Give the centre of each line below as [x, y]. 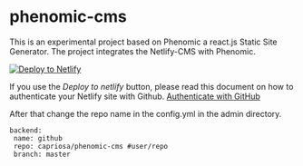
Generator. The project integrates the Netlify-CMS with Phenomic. [132, 51]
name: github [38, 138]
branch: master [42, 154]
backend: [26, 130]
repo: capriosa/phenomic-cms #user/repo [91, 146]
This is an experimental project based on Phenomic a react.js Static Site [144, 42]
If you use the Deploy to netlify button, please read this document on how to [151, 86]
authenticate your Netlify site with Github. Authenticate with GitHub [135, 96]
